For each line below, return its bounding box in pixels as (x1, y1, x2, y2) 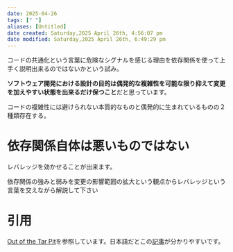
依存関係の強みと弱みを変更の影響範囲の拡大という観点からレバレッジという (7, 178, 226, 186)
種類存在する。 (7, 112, 50, 120)
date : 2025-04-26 (7, 10, 58, 17)
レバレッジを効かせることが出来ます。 (7, 162, 116, 171)
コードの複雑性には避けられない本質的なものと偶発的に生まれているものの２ (7, 103, 226, 111)
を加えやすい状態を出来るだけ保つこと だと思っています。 (7, 88, 171, 96)
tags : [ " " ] (7, 17, 42, 24)
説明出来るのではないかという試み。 (19, 65, 123, 73)
